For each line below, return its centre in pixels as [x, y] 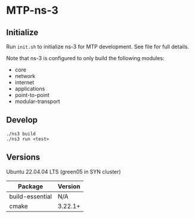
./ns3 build [21, 134]
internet [24, 82]
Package [30, 186]
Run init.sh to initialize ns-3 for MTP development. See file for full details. [98, 46]
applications [30, 89]
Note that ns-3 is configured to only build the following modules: [85, 58]
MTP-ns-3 [32, 10]
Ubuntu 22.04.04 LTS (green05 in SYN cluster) [64, 172]
